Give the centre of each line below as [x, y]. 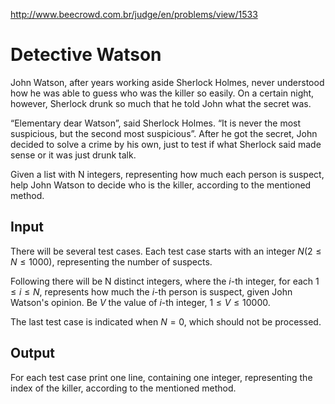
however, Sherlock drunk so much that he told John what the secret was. [161, 103]
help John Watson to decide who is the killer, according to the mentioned [161, 185]
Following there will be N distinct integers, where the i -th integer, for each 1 [165, 281]
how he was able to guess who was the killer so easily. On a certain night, [162, 93]
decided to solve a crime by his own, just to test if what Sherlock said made [166, 144]
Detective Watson [86, 55]
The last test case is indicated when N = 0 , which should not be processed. [166, 321]
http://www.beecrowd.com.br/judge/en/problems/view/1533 [134, 14]
